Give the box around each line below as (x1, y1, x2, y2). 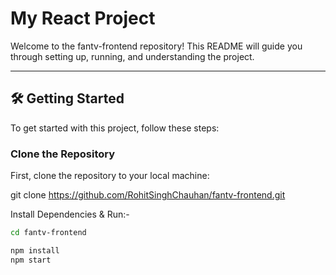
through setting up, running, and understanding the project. (10, 50, 255, 62)
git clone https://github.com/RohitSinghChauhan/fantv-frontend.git (10, 189, 286, 201)
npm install (10, 245, 60, 256)
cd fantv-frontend (10, 228, 87, 238)
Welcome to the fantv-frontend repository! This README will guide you (10, 40, 303, 52)
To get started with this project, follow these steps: (10, 122, 220, 134)
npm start (10, 255, 52, 265)
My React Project (10, 7, 156, 30)
